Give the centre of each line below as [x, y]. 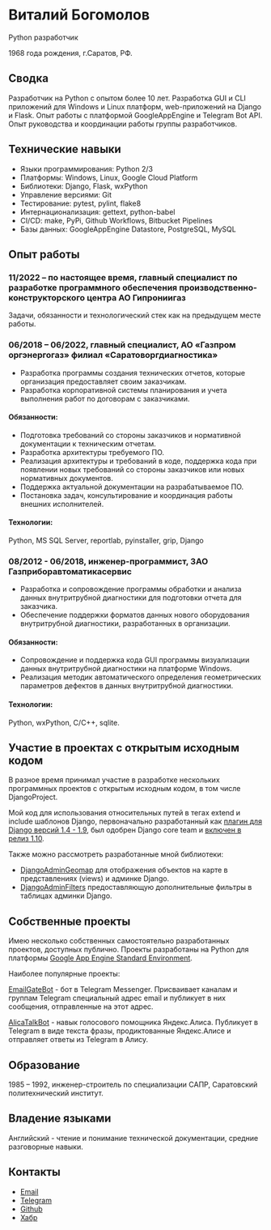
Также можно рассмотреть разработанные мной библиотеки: [116, 854]
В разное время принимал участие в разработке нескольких [114, 780]
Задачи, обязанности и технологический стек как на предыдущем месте [135, 315]
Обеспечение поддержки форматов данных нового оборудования [135, 615]
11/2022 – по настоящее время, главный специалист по [123, 277]
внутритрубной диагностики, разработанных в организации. [125, 624]
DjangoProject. [33, 797]
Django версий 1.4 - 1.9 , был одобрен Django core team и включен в [125, 830]
